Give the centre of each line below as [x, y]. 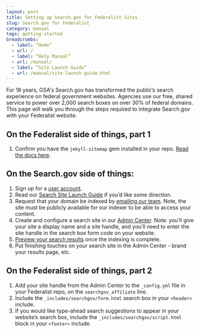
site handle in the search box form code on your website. [85, 233]
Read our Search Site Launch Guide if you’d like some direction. [93, 195]
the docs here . [33, 155]
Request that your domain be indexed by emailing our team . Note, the [101, 201]
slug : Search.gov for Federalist [48, 23]
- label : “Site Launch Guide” [49, 67]
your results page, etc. [43, 252]
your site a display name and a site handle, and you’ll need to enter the [102, 226]
